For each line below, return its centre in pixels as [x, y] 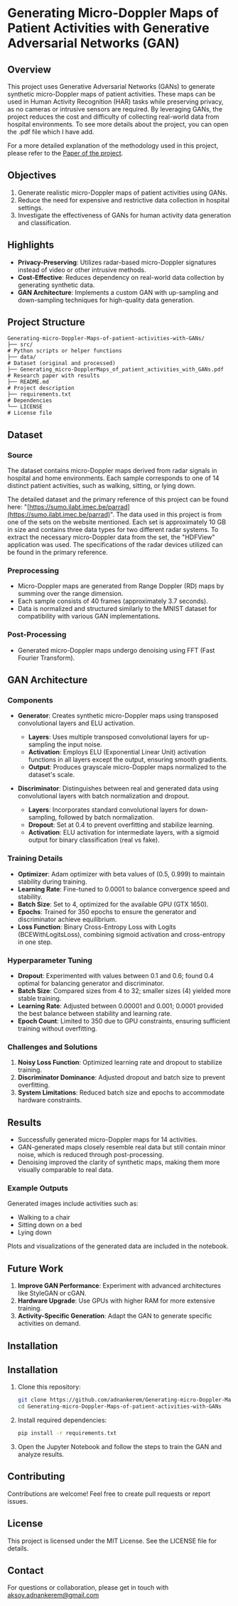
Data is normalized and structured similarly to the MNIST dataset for [117, 609]
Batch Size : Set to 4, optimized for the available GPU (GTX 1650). [113, 904]
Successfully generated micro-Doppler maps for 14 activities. [107, 1140]
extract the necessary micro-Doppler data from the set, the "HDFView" [111, 537]
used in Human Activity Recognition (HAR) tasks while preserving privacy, [115, 102]
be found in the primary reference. [58, 553]
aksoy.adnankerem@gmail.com [53, 1595]
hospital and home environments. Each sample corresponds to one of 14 [113, 478]
